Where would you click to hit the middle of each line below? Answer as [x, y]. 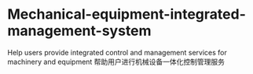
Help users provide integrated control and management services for [117, 52]
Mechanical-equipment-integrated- [127, 14]
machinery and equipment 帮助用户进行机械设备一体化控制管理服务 [116, 62]
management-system [79, 31]
